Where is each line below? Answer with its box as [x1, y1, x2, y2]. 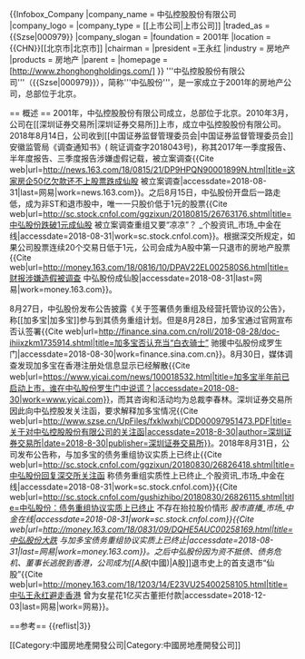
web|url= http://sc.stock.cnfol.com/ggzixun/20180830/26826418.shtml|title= [9, 459, 295, 470]
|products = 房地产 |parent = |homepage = [9, 54, 169, 64]
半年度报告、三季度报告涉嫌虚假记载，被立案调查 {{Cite [9, 153, 215, 163]
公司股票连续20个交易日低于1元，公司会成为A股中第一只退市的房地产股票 [16, 242, 290, 252]
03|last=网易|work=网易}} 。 [9, 601, 114, 612]
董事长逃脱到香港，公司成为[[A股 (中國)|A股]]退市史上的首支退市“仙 [25, 557, 275, 568]
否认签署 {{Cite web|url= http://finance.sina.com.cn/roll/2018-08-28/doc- [9, 326, 280, 337]
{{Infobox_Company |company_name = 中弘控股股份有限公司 [9, 9, 237, 19]
